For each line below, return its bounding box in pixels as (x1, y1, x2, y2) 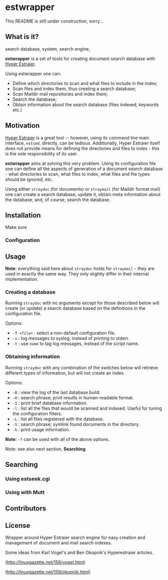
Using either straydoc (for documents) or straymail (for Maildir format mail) (5, 186, 161, 192)
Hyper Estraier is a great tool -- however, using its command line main (5, 135, 149, 141)
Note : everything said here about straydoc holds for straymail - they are (5, 266, 155, 272)
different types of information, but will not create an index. (5, 370, 125, 376)
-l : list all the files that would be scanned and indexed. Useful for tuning (12, 405, 162, 411)
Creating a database (5, 289, 56, 296)
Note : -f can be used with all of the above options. (5, 436, 110, 442)
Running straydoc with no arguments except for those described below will (5, 300, 159, 306)
